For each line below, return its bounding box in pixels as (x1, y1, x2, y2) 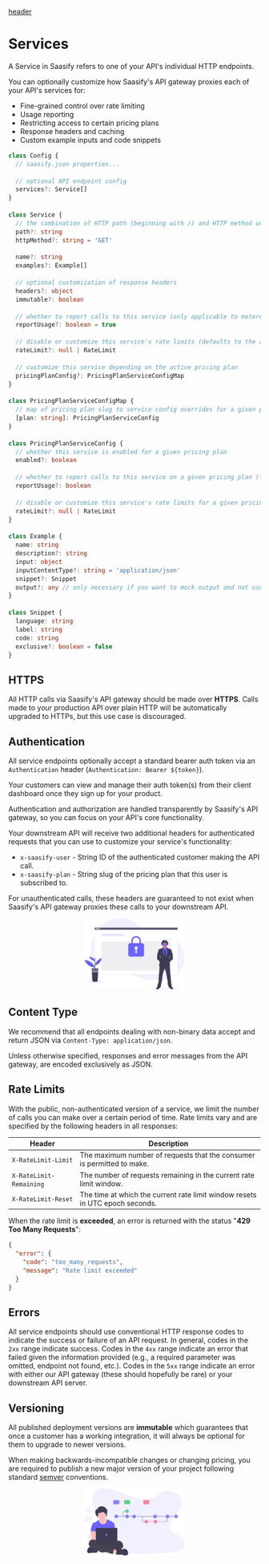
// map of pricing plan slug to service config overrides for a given (15, 405, 256, 414)
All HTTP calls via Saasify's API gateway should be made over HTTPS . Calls (8, 694, 259, 705)
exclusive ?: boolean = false (15, 642, 113, 651)
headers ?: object (15, 286, 74, 295)
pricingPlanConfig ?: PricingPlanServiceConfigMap (15, 372, 184, 380)
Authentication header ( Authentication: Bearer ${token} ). (8, 765, 204, 774)
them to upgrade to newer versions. (8, 1440, 126, 1449)
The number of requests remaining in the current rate (79, 1170, 255, 1180)
